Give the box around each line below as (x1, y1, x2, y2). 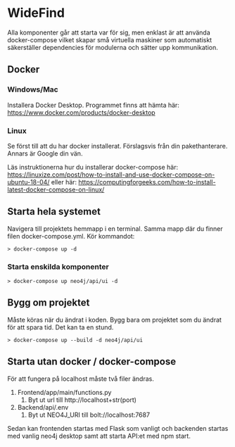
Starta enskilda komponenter (7, 262, 109, 272)
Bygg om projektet (7, 297, 90, 309)
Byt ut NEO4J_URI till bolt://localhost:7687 (27, 410, 150, 419)
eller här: (51, 177, 77, 186)
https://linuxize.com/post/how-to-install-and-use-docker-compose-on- (7, 170, 215, 179)
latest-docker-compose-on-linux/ (7, 185, 105, 194)
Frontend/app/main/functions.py (17, 388, 112, 396)
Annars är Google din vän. (7, 149, 83, 158)
